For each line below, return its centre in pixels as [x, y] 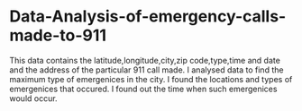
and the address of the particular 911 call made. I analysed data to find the [146, 70]
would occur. [33, 98]
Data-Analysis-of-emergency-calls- [148, 17]
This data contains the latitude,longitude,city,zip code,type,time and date [145, 60]
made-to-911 [58, 35]
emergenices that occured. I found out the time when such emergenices [143, 89]
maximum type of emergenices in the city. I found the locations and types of [151, 79]
